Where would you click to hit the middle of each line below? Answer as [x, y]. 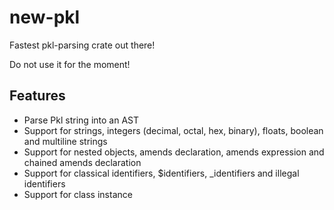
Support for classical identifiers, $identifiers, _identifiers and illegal [161, 173]
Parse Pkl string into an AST [81, 120]
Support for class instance [78, 194]
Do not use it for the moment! [70, 64]
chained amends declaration [82, 162]
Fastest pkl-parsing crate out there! [82, 45]
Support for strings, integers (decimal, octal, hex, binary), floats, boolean [173, 130]
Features [37, 96]
